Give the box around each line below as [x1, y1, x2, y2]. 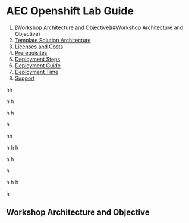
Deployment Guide [14, 61, 61, 69]
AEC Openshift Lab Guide [6, 4, 134, 18]
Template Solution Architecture [14, 36, 91, 44]
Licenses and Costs [14, 43, 64, 50]
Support [14, 75, 35, 82]
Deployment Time [14, 68, 59, 75]
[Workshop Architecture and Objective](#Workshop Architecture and [14, 24, 184, 31]
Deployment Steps [14, 55, 61, 63]
